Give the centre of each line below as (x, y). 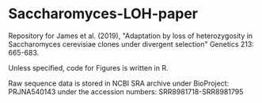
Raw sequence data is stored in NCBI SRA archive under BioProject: (119, 83)
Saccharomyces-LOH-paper (103, 14)
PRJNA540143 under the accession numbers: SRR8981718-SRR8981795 (126, 91)
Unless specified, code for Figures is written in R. (88, 67)
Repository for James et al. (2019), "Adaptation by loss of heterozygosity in (131, 36)
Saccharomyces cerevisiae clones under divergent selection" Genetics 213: (131, 44)
